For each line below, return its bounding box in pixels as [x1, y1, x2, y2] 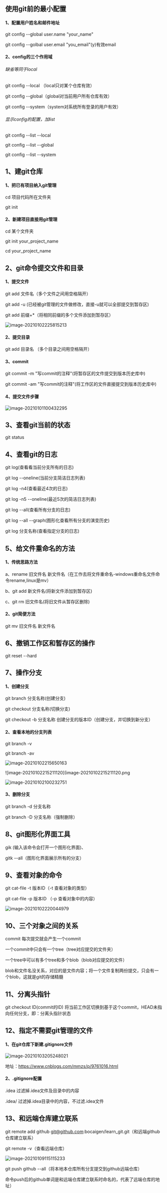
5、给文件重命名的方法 [5, 544, 75, 553]
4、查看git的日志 [5, 450, 57, 459]
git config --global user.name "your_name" [5, 31, 93, 37]
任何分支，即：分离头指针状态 [9, 1010, 71, 1016]
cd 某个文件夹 [5, 228, 34, 234]
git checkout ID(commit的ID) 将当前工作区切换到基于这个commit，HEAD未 [5, 1004, 158, 1010]
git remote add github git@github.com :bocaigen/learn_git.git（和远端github [5, 1128, 160, 1134]
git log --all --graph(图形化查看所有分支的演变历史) [5, 517, 110, 524]
